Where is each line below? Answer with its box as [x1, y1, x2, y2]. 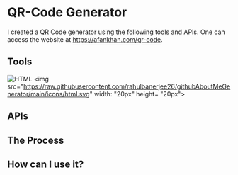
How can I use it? [7, 158, 84, 170]
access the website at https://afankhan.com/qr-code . [7, 35, 163, 43]
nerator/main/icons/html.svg [7, 89, 90, 98]
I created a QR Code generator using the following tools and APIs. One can [7, 28, 225, 36]
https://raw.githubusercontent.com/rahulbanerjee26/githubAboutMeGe [23, 82, 231, 91]
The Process [7, 134, 64, 146]
